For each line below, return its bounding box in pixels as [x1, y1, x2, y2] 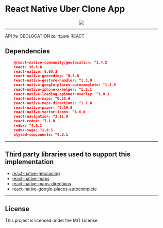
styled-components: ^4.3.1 [14, 132, 68, 137]
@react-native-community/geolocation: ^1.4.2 [14, 60, 108, 65]
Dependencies [5, 47, 50, 55]
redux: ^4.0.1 [14, 123, 42, 128]
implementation [5, 158, 54, 166]
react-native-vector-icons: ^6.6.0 [14, 110, 86, 114]
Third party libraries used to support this [5, 150, 131, 159]
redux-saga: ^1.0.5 [14, 128, 53, 132]
